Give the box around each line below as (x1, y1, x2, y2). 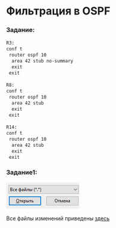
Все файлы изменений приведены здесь (6, 215, 110, 222)
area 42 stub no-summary (11, 58, 74, 64)
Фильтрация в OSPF (6, 4, 111, 18)
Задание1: (6, 168, 38, 177)
